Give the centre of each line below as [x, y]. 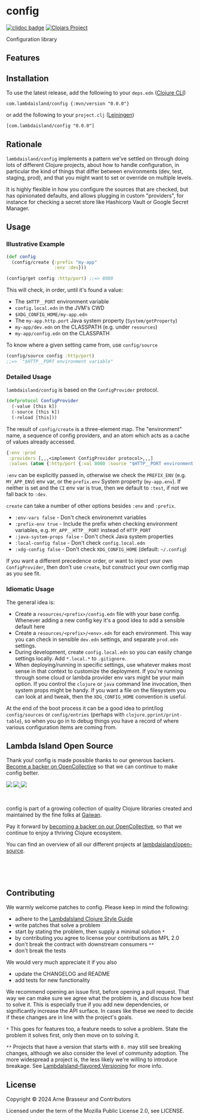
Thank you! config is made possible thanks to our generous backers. [90, 760]
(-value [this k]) [35, 406]
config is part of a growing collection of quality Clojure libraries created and [99, 809]
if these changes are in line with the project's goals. [70, 1017]
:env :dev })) [70, 268]
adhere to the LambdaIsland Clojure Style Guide [74, 919]
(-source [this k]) [36, 412]
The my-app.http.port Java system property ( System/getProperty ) [96, 321]
